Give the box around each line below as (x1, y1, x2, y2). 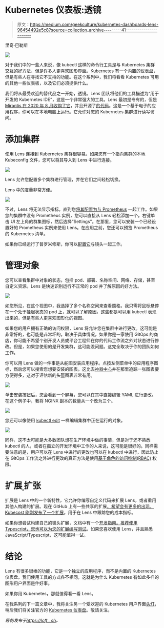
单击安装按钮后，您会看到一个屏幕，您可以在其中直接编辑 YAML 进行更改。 (5, 391, 156, 398)
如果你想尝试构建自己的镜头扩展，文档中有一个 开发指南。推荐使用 (5, 520, 138, 526)
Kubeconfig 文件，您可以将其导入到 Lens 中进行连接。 (5, 157, 115, 162)
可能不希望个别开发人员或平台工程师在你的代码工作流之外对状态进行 (18, 337, 155, 343)
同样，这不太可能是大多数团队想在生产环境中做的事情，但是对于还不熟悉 (5, 437, 150, 443)
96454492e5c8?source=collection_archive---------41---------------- (17, 27, 158, 33)
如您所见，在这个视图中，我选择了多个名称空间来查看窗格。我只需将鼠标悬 (5, 303, 155, 308)
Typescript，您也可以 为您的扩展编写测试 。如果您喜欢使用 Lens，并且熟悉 (5, 526, 153, 532)
